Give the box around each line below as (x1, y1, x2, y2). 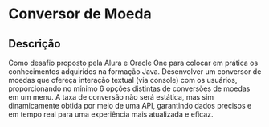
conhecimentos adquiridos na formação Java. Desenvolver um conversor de (8, 67, 262, 76)
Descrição (8, 37, 61, 51)
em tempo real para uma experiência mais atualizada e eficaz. (8, 109, 214, 119)
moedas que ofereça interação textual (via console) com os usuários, (8, 76, 238, 84)
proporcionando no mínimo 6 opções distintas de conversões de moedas (8, 84, 251, 93)
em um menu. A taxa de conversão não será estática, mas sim (8, 92, 214, 101)
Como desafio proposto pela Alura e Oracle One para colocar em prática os (8, 58, 259, 68)
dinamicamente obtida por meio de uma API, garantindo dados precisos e (8, 101, 252, 110)
